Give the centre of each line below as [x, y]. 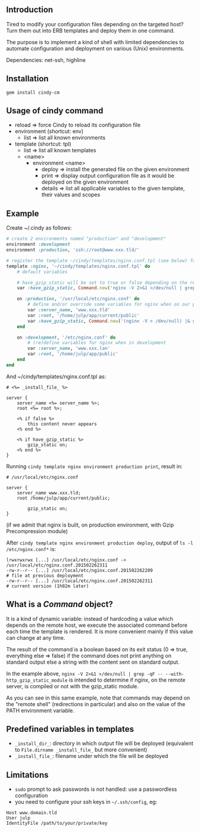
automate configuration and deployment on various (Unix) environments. [95, 48]
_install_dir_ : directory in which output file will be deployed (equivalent [104, 743]
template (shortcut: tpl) [43, 144]
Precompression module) [37, 531]
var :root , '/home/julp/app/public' [73, 354]
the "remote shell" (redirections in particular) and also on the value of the [96, 704]
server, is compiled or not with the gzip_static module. [72, 686]
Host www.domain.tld [32, 813]
